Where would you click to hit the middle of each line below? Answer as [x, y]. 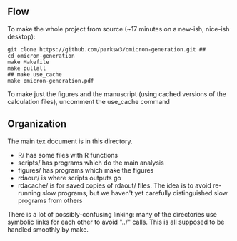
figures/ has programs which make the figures [86, 170]
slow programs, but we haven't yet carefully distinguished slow [135, 193]
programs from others [50, 200]
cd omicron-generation [41, 56]
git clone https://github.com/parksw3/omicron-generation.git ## [106, 49]
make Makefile [29, 62]
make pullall [27, 68]
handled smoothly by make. [48, 229]
